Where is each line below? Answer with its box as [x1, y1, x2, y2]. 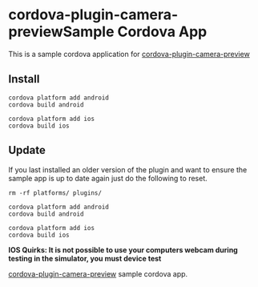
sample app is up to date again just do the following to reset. [8, 173, 208, 183]
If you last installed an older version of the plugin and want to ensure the [8, 164, 248, 174]
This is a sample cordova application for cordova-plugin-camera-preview [8, 49, 250, 59]
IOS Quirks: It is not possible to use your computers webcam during [8, 245, 238, 254]
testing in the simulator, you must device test [8, 253, 162, 263]
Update [8, 143, 46, 157]
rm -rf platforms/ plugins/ [8, 188, 103, 197]
